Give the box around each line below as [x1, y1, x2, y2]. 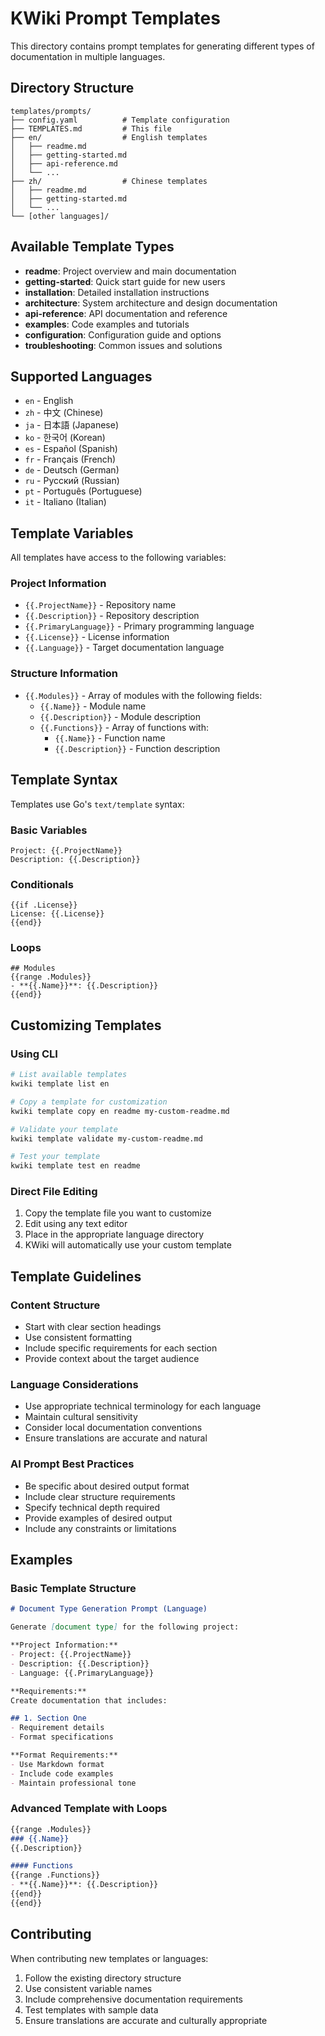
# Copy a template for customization [10, 1097, 168, 1107]
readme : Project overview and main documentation [24, 265, 237, 277]
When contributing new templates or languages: [10, 1952, 209, 1964]
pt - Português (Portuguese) [24, 485, 143, 497]
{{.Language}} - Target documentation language [24, 642, 225, 654]
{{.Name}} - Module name [39, 700, 147, 712]
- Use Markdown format [10, 1759, 105, 1769]
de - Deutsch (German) [24, 464, 120, 476]
